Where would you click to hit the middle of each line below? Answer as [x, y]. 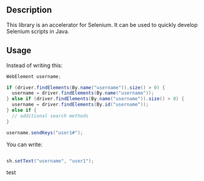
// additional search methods [50, 116]
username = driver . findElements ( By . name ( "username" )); [83, 93]
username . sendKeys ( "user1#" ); [45, 133]
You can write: [24, 144]
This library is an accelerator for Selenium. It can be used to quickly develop [102, 24]
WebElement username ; [34, 76]
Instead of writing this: [35, 65]
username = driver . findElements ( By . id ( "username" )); [80, 105]
